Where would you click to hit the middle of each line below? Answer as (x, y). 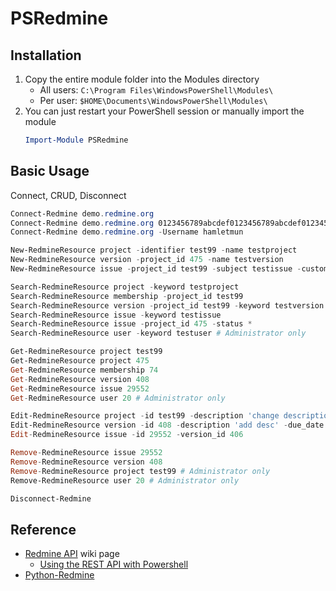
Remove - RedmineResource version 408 (86, 462)
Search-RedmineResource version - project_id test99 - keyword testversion (167, 305)
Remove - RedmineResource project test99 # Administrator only (140, 471)
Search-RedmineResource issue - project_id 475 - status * (131, 324)
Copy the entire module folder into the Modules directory (142, 79)
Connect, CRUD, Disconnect (68, 195)
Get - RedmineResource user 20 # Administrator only (118, 398)
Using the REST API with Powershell (114, 564)
